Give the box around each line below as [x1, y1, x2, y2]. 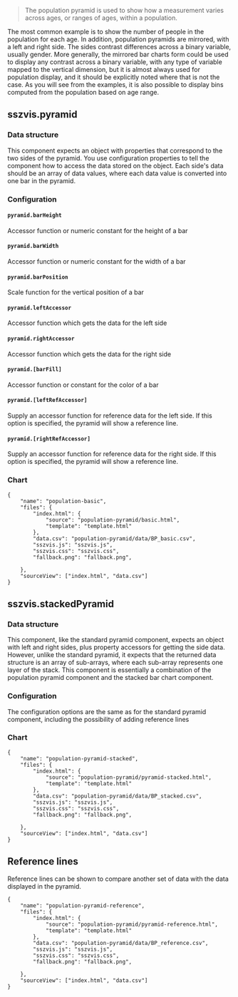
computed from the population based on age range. [7, 88, 160, 96]
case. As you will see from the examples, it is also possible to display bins [7, 81, 224, 88]
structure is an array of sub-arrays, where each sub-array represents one [7, 658, 223, 667]
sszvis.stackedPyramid [7, 598, 114, 610]
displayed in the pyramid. [7, 882, 82, 890]
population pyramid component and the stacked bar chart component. [7, 673, 214, 682]
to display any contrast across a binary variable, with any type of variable [7, 58, 222, 66]
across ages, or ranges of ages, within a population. [24, 14, 178, 22]
